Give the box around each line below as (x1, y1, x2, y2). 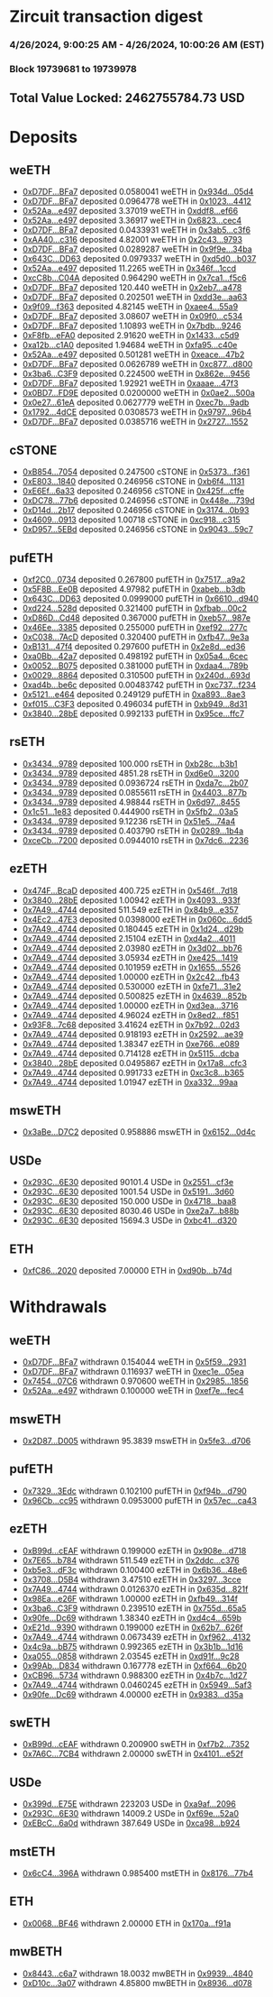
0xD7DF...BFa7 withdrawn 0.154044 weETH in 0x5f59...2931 (22, 1357, 247, 1367)
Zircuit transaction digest (9, 6, 204, 27)
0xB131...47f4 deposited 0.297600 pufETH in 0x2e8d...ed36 (22, 641, 246, 652)
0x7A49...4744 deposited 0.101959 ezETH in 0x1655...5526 (22, 962, 241, 972)
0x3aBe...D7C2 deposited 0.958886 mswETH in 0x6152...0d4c (22, 1127, 256, 1137)
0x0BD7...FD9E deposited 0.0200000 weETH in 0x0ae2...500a (22, 388, 255, 399)
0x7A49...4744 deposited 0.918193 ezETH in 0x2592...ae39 (22, 1028, 244, 1039)
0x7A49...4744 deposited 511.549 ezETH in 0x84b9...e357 (22, 904, 239, 915)
